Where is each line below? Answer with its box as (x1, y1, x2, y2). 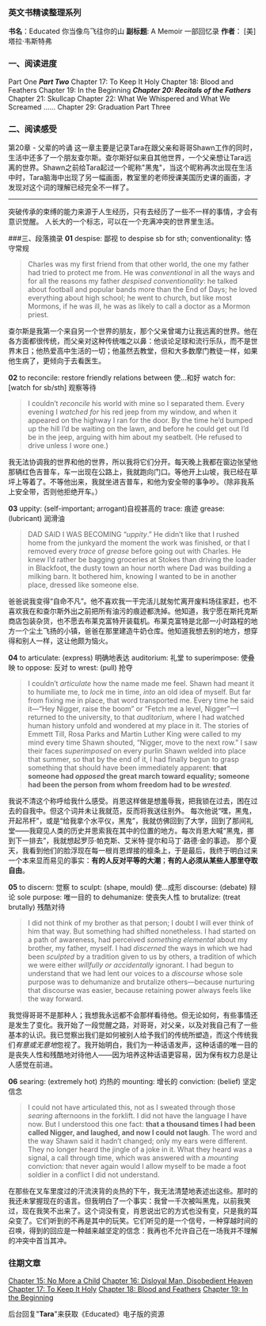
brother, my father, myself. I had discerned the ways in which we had (27, 943, 253, 952)
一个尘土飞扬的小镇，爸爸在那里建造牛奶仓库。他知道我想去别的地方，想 (14, 626, 251, 635)
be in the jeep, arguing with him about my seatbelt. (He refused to (27, 432, 243, 442)
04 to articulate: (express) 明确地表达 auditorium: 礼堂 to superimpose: (8, 653, 240, 662)
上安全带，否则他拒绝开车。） (8, 486, 102, 496)
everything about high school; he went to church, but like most (27, 293, 232, 302)
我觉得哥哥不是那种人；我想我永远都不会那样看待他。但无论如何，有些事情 (8, 1010, 251, 1020)
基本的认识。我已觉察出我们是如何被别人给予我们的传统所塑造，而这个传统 (8, 1029, 251, 1040)
